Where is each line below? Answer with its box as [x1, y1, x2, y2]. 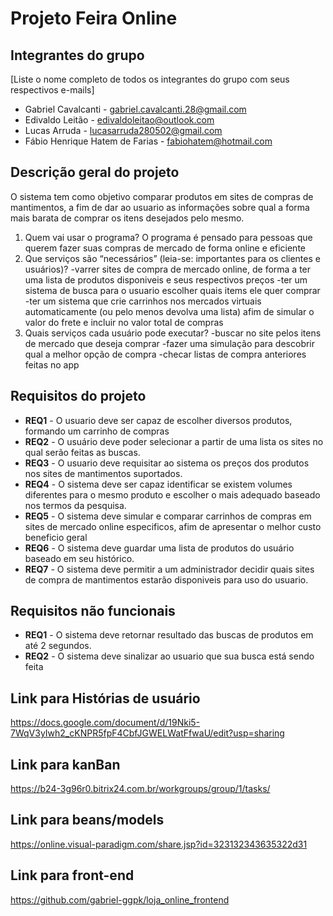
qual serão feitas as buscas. [24, 446, 141, 458]
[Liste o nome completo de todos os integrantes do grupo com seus [10, 73, 290, 85]
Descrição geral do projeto [10, 164, 180, 181]
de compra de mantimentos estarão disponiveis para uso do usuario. [24, 573, 309, 586]
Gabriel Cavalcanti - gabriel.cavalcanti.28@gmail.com [24, 103, 247, 115]
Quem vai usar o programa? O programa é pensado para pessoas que [24, 231, 313, 243]
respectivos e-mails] [10, 84, 95, 96]
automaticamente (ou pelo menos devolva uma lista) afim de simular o [24, 305, 315, 317]
